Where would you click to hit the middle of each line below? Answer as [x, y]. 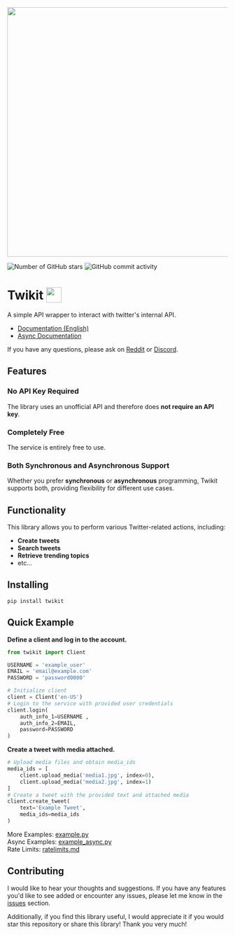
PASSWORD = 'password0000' [47, 678]
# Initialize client [37, 691]
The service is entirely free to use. [57, 447]
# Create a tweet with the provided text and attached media [98, 795]
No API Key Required [43, 392]
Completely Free [36, 432]
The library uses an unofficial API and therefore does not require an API [111, 406]
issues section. [29, 903]
